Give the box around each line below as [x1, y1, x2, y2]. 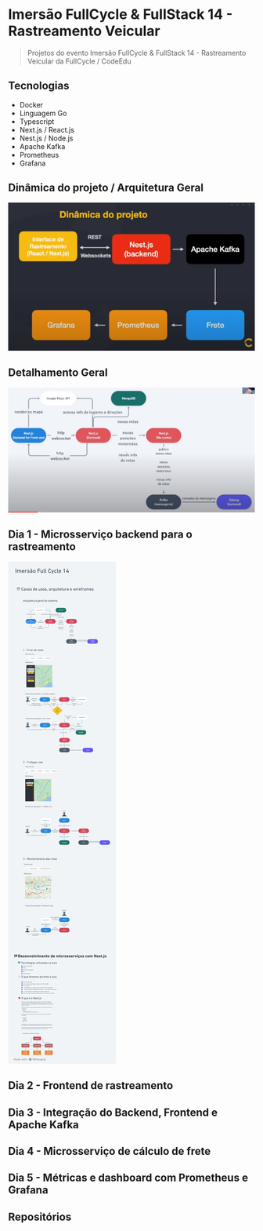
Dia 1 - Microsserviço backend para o [8, 528, 193, 541]
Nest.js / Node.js [19, 133, 74, 143]
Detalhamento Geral [8, 366, 108, 380]
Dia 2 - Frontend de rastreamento [8, 1079, 174, 1092]
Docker [19, 100, 44, 109]
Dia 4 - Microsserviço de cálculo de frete [8, 1145, 211, 1158]
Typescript [19, 116, 55, 126]
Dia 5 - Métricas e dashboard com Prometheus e [8, 1171, 249, 1185]
